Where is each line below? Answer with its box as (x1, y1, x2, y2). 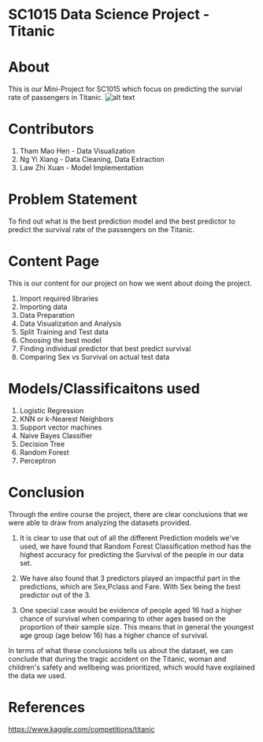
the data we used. (8, 670, 67, 680)
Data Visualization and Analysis (19, 319, 122, 328)
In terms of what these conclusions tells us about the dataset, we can (8, 645, 234, 655)
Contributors (8, 120, 94, 138)
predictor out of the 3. (19, 590, 91, 600)
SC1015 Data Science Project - (8, 6, 210, 24)
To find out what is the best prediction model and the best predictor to (8, 216, 236, 226)
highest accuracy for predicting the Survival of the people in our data (19, 549, 244, 559)
